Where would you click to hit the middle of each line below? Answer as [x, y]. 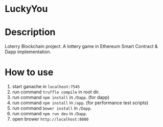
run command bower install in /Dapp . [52, 108]
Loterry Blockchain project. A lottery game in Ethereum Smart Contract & [81, 46]
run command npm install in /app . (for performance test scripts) [80, 103]
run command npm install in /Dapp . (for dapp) [61, 97]
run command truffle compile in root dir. [56, 92]
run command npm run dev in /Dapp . [50, 114]
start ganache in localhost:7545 [46, 87]
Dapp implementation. [28, 52]
